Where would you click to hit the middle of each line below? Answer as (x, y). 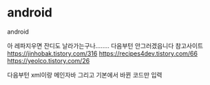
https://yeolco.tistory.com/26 (49, 60)
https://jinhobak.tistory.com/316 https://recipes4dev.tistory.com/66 (103, 53)
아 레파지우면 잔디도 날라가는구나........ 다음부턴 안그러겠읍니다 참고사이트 (105, 45)
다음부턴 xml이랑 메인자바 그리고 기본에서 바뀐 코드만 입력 (85, 75)
